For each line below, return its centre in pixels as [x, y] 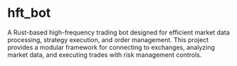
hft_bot [29, 13]
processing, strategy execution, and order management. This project [108, 39]
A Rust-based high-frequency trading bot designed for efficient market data [118, 32]
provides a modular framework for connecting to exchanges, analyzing [111, 47]
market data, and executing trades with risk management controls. [105, 55]
